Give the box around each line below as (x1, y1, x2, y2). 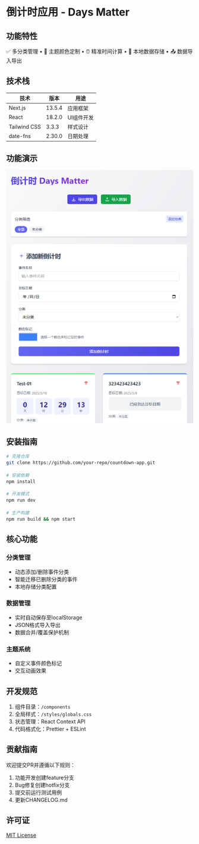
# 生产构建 (6, 510, 30, 516)
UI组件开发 (67, 114, 94, 121)
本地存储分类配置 (14, 583, 57, 590)
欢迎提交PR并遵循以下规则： (6, 761, 75, 769)
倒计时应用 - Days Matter (6, 5, 129, 19)
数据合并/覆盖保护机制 (14, 628, 70, 636)
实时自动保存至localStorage (14, 613, 83, 621)
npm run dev (6, 497, 36, 503)
